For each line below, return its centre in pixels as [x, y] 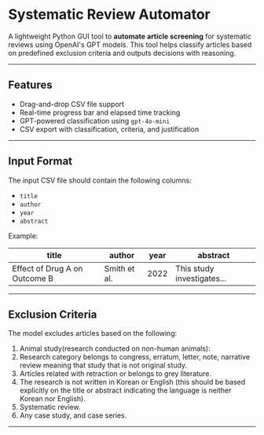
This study [195, 268]
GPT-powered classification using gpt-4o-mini [95, 120]
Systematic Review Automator [109, 15]
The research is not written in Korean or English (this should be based [132, 382]
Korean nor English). [53, 399]
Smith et [119, 268]
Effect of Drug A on [48, 268]
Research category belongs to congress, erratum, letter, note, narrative [134, 357]
